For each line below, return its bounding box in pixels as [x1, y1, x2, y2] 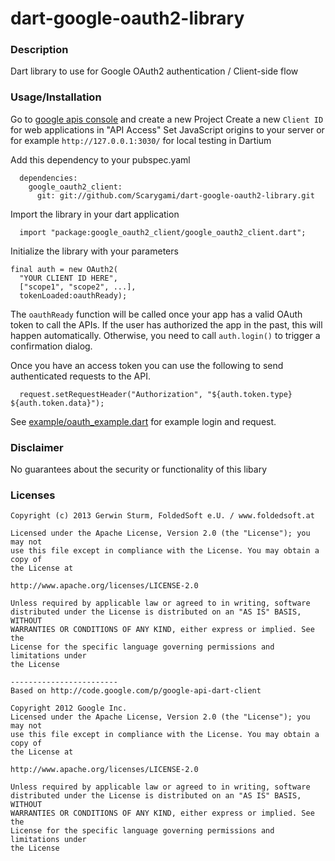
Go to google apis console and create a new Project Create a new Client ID [10, 113, 324, 125]
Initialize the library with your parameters [10, 245, 179, 257]
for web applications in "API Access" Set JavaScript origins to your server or [10, 123, 325, 136]
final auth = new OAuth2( [10, 264, 118, 274]
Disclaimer [10, 440, 64, 454]
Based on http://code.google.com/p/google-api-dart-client [10, 686, 262, 696]
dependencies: [19, 173, 78, 183]
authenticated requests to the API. [10, 370, 152, 382]
